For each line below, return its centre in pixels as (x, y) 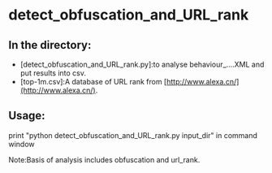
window (22, 144)
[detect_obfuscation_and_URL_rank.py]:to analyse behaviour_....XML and (142, 64)
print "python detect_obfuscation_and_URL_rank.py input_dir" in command (133, 135)
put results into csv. (53, 73)
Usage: (27, 116)
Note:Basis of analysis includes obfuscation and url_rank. (104, 159)
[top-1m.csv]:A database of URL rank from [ (93, 82)
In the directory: (50, 45)
